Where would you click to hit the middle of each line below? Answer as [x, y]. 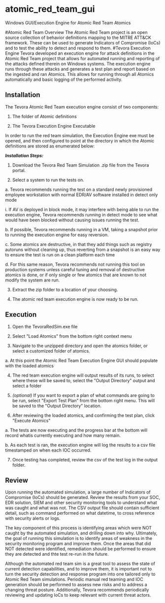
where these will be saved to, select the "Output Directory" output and [83, 380]
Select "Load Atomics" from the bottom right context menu [72, 336]
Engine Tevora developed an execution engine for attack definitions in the [80, 53]
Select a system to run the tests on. [48, 180]
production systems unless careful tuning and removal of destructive [75, 269]
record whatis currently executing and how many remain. [63, 435]
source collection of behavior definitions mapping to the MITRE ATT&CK [78, 37]
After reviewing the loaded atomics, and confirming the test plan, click [83, 415]
